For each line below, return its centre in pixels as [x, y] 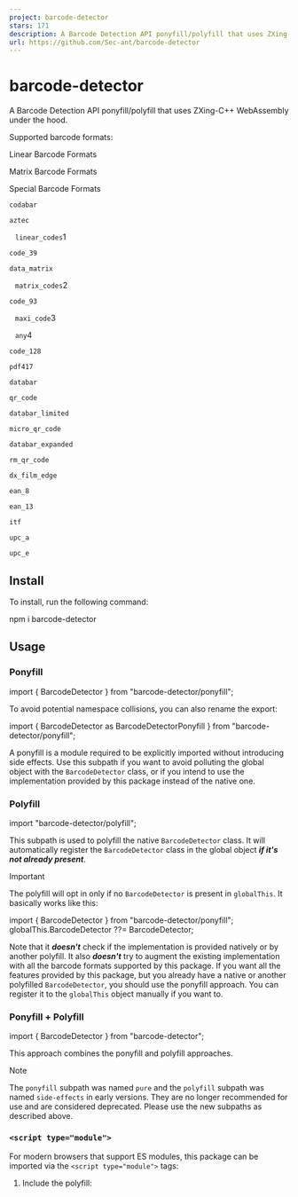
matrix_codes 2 [41, 286]
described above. [41, 1116]
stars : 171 [29, 26]
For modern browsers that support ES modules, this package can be [134, 1156]
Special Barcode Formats [55, 189]
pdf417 [21, 367]
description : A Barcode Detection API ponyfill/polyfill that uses [137, 34]
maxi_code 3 [35, 318]
